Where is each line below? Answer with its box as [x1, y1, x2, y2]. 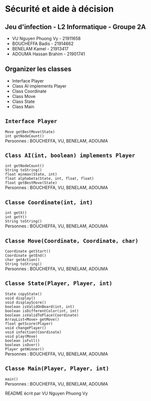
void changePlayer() [5, 325, 47, 330]
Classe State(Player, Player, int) [5, 280, 113, 287]
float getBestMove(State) [5, 180, 57, 185]
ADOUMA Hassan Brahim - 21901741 [12, 51, 85, 57]
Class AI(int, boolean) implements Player [5, 152, 136, 159]
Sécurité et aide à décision [5, 3, 114, 15]
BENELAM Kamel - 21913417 [12, 46, 69, 51]
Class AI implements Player [12, 83, 67, 89]
